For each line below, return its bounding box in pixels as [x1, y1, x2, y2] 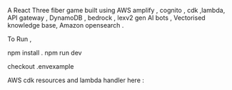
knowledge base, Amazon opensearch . [7, 21, 124, 29]
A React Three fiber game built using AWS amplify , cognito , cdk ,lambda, [7, 6, 226, 14]
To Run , [7, 35, 32, 43]
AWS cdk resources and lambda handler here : [7, 76, 145, 84]
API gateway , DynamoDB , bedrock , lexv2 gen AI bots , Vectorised [7, 13, 206, 22]
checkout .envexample [7, 62, 74, 70]
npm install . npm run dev [7, 49, 82, 57]
